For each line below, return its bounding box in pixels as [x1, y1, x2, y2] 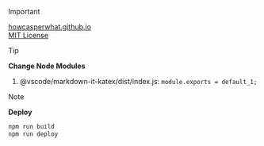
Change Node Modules [8, 61, 86, 71]
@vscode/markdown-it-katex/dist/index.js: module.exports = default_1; [19, 77, 258, 86]
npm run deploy [8, 130, 59, 138]
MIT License [8, 31, 49, 40]
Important [8, 7, 40, 16]
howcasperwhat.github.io [8, 22, 91, 31]
